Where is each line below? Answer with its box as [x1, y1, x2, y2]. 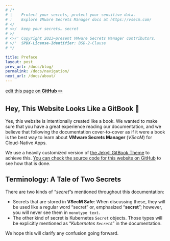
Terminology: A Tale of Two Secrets [5, 175, 122, 184]
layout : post [5, 59, 33, 64]
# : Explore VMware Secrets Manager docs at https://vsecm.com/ [5, 17, 152, 22]
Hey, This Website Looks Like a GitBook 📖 [5, 104, 139, 113]
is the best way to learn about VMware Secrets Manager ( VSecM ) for [5, 134, 152, 140]
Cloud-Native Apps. [5, 140, 47, 146]
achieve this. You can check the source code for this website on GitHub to [5, 155, 161, 161]
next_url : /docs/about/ [5, 73, 56, 79]
